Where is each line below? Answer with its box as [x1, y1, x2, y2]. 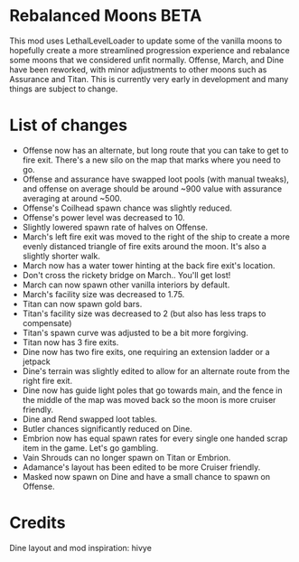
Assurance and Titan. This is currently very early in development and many [9, 73, 289, 84]
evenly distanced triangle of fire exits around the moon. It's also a [22, 240, 266, 251]
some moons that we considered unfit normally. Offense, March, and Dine [9, 54, 285, 65]
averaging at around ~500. [22, 192, 122, 203]
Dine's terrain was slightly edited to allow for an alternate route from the [22, 365, 291, 376]
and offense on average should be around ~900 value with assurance [22, 183, 283, 194]
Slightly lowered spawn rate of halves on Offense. [22, 221, 209, 232]
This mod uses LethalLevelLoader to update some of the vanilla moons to [9, 35, 283, 46]
